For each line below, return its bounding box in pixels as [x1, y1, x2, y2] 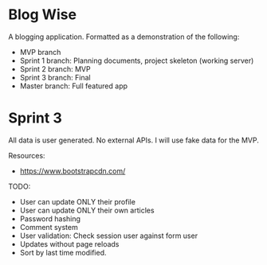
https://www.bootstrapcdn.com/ [19, 166, 126, 176]
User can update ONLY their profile [19, 197, 135, 206]
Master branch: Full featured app [19, 81, 128, 91]
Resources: [8, 150, 45, 160]
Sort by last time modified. [19, 247, 107, 257]
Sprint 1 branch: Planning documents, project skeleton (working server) [19, 56, 254, 65]
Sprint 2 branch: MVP [19, 64, 91, 73]
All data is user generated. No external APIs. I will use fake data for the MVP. [8, 135, 259, 145]
